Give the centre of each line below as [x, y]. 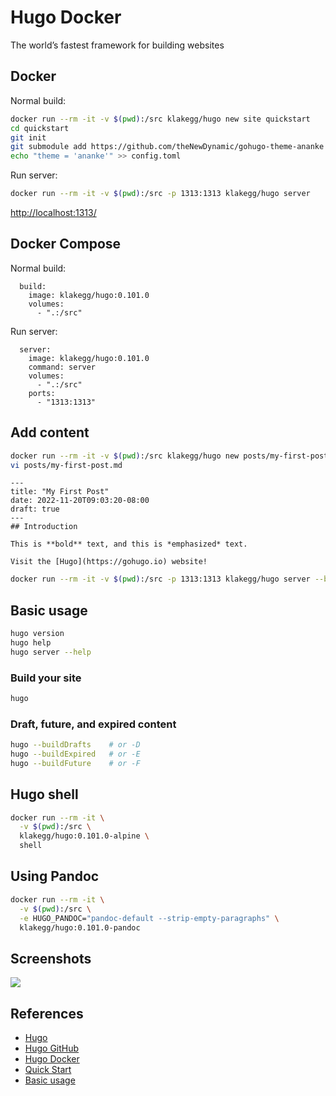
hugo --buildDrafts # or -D [75, 745]
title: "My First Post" [60, 492]
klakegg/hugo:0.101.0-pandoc [80, 927]
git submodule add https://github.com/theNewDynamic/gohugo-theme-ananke [167, 147]
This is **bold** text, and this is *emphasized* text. [129, 544]
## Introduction [44, 527]
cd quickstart [40, 128]
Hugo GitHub [52, 1048]
